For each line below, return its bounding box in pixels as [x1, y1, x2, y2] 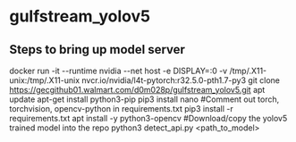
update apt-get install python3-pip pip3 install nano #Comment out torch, [9, 94, 280, 104]
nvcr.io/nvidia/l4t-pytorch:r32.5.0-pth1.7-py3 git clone [81, 75, 280, 86]
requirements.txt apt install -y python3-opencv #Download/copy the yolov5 [9, 113, 288, 123]
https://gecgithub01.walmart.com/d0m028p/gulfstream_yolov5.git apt [9, 85, 266, 95]
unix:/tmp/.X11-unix [9, 75, 80, 86]
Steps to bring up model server [9, 42, 186, 57]
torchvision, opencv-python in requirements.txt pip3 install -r [9, 104, 234, 113]
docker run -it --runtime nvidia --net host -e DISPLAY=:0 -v [9, 65, 228, 76]
